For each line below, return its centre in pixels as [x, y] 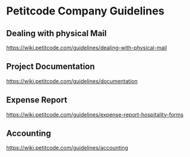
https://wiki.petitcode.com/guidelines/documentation [72, 81]
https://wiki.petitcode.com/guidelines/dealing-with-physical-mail [87, 48]
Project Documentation [51, 66]
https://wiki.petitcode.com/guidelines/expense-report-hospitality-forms [95, 114]
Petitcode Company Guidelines [85, 11]
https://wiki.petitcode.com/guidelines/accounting [67, 148]
